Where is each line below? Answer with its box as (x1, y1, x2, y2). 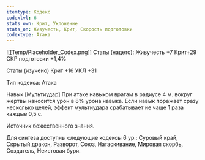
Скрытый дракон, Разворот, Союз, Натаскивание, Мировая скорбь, (6, 140, 184, 148)
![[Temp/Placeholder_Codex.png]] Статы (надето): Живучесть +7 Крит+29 (6, 48, 197, 56)
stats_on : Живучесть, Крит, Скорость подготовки (6, 26, 133, 32)
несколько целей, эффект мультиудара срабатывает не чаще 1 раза (6, 104, 184, 111)
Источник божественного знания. (6, 122, 95, 129)
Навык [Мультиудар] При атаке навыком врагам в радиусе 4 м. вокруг (6, 91, 193, 98)
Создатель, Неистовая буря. (6, 147, 81, 154)
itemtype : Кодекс (6, 9, 51, 15)
